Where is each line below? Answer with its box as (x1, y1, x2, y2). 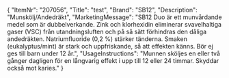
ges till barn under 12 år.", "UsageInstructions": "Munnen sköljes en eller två (7, 49, 221, 57)
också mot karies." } (7, 64, 64, 72)
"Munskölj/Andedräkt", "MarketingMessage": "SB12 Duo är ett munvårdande (7, 13, 222, 21)
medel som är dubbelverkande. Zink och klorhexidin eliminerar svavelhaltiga (7, 21, 222, 28)
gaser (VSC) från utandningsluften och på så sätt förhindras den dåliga (7, 27, 207, 36)
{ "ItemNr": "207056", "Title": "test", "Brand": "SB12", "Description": (7, 6, 198, 14)
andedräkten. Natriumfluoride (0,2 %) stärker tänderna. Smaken (7, 35, 188, 43)
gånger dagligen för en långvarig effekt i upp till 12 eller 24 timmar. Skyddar (7, 57, 219, 64)
